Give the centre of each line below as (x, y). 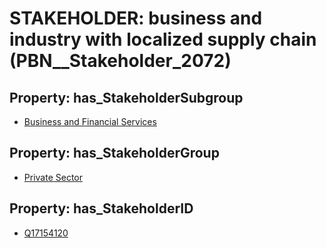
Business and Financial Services (90, 121)
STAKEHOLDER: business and (136, 18)
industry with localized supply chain (163, 39)
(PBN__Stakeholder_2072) (120, 61)
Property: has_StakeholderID (101, 208)
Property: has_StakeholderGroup (114, 153)
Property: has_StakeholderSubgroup (126, 97)
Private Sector (53, 177)
